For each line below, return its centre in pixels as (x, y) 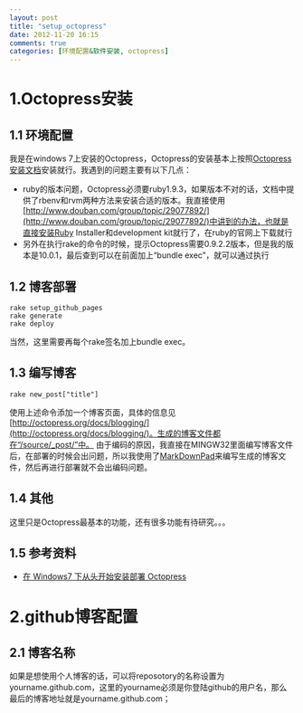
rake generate (36, 316)
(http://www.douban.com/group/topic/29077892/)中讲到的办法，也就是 (156, 222)
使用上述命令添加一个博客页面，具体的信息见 (93, 412)
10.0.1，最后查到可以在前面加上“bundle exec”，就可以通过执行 (154, 255)
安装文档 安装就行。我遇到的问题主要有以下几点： (100, 170)
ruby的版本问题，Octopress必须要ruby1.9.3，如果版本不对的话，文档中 (154, 189)
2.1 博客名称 (43, 652)
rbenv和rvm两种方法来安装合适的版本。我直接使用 (132, 201)
